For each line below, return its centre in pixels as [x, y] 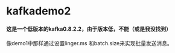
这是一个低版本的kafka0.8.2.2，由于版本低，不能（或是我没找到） [89, 29]
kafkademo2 [39, 11]
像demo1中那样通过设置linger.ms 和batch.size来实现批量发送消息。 [90, 43]
